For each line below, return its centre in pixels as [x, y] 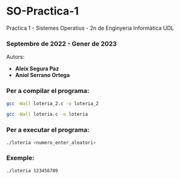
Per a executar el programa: [48, 130]
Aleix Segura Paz [37, 69]
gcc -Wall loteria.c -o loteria [47, 114]
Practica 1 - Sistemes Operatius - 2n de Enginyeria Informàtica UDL [90, 28]
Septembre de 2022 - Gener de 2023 [62, 44]
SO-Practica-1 [42, 11]
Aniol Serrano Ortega [42, 75]
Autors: [15, 57]
